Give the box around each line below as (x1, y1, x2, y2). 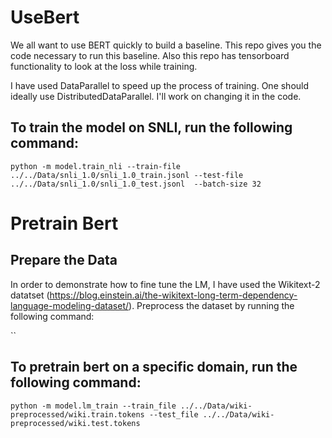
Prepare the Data (10, 252, 118, 269)
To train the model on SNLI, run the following (10, 119, 293, 136)
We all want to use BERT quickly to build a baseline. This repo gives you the (10, 39, 322, 51)
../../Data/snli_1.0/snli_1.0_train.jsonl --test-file (10, 170, 244, 180)
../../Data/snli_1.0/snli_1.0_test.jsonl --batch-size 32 (10, 179, 262, 189)
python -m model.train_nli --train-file (10, 161, 182, 171)
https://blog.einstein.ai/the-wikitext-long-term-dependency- (49, 289, 298, 301)
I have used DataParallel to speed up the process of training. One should (10, 79, 310, 91)
